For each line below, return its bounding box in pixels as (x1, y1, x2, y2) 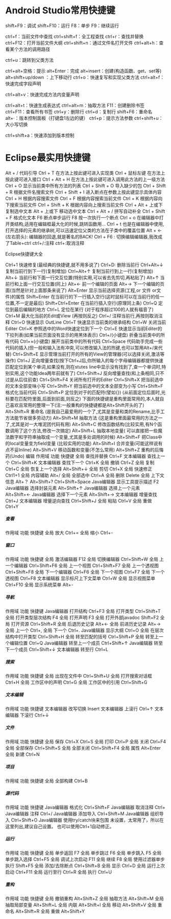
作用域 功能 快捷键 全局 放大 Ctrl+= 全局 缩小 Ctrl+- (5, 529, 113, 536)
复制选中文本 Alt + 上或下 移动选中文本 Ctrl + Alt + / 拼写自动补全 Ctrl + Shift (5, 208, 165, 214)
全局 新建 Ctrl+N (5, 751, 40, 757)
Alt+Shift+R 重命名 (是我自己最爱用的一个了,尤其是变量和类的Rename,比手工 (5, 408, 165, 414)
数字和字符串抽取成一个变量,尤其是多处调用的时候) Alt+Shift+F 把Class (9, 434, 158, 440)
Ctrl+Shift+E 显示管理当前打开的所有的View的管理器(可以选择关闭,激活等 (12, 351, 165, 357)
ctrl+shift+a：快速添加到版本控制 (5, 132, 75, 138)
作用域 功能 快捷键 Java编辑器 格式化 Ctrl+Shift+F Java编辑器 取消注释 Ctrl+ (5, 804, 166, 810)
